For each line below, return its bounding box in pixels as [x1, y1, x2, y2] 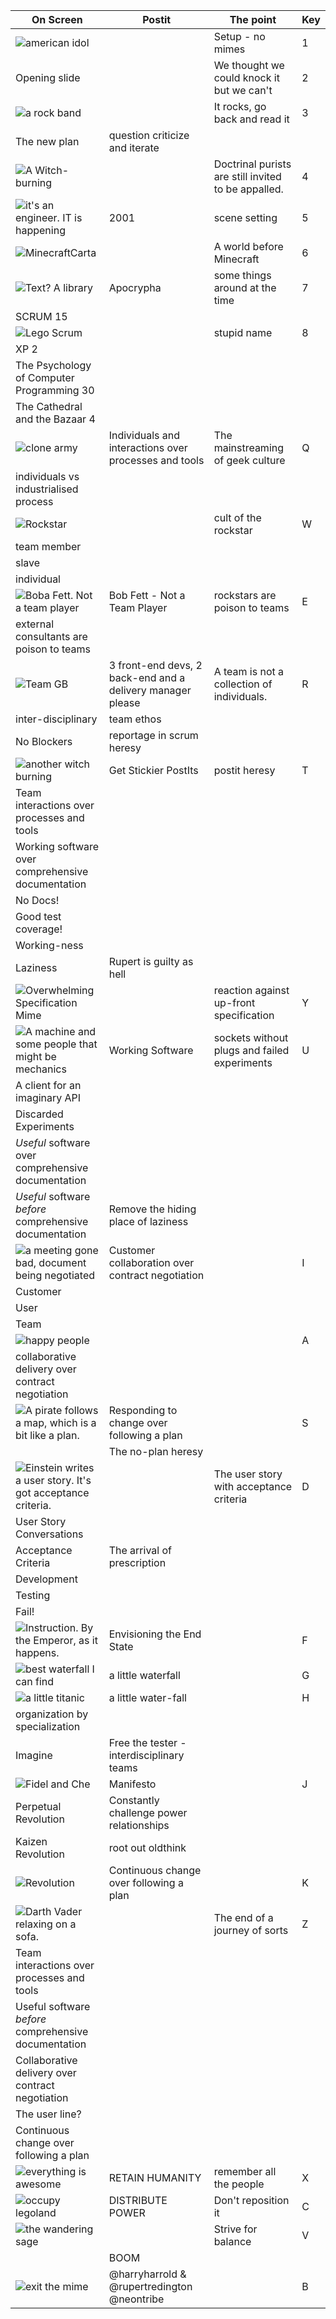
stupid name [213, 326, 273, 339]
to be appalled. [213, 182, 284, 196]
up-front [213, 996, 256, 1009]
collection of [213, 677, 273, 691]
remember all [213, 2165, 277, 2178]
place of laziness [108, 1215, 189, 1228]
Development [15, 1572, 78, 1586]
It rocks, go [213, 100, 267, 113]
